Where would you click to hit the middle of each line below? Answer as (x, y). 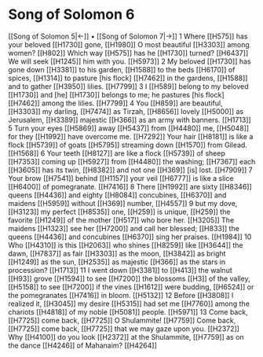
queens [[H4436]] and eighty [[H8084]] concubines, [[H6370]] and (117, 195)
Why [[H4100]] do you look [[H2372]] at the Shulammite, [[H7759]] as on (126, 337)
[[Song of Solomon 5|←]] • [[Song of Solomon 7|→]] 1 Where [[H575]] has (128, 36)
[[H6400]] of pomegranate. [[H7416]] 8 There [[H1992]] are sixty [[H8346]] (130, 186)
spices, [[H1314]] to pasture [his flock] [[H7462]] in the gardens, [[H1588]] (128, 78)
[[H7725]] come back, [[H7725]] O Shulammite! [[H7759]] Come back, (122, 320)
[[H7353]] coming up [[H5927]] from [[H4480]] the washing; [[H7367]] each (132, 161)
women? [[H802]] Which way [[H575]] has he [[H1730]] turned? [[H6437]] (128, 53)
